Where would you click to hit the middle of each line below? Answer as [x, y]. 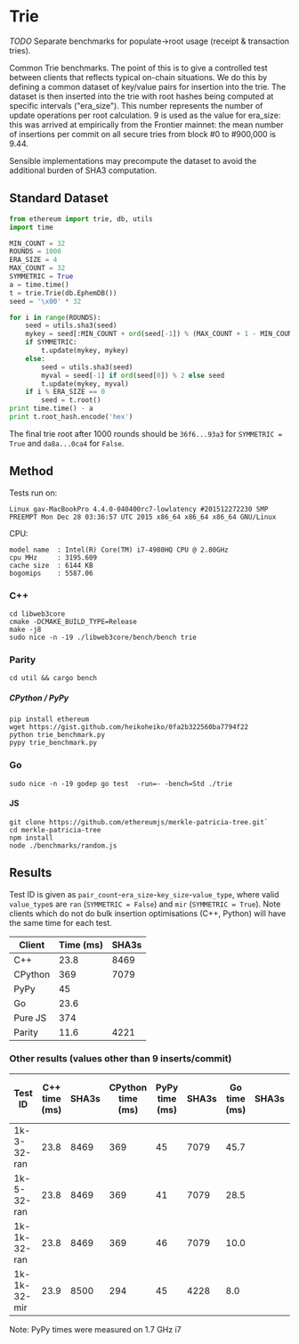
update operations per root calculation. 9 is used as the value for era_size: [145, 115]
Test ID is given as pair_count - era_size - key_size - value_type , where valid [144, 894]
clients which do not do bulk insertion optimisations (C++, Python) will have [148, 913]
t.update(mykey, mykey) [85, 350]
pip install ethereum [49, 719]
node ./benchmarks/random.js [63, 845]
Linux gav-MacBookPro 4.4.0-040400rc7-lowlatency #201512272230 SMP [139, 509]
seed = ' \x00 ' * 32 [45, 301]
